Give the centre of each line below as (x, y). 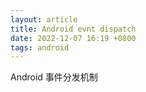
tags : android (40, 47)
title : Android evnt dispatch (73, 29)
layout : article (44, 19)
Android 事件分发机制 (54, 77)
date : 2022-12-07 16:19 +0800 (73, 38)
